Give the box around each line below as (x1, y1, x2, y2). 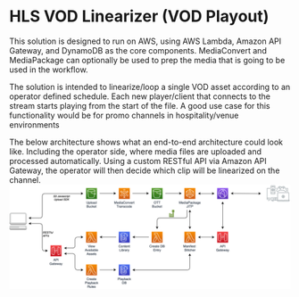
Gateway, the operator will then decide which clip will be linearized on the (9, 165, 280, 176)
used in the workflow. (9, 64, 88, 75)
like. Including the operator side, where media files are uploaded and (9, 145, 262, 157)
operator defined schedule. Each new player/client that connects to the (9, 91, 270, 102)
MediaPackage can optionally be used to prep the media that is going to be (9, 54, 286, 65)
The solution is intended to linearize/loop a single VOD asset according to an (9, 81, 291, 92)
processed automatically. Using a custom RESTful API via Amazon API (9, 155, 268, 166)
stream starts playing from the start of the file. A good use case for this (9, 100, 270, 111)
